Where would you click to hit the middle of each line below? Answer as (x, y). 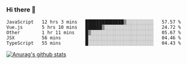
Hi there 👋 (21, 10)
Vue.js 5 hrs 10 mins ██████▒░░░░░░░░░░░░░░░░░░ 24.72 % (94, 27)
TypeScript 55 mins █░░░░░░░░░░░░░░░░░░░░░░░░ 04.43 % (94, 43)
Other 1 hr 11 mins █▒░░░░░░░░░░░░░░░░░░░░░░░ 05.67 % (94, 33)
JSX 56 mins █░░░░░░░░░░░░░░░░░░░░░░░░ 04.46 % (94, 38)
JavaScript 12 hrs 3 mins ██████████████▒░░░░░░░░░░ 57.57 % (94, 22)
